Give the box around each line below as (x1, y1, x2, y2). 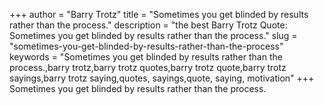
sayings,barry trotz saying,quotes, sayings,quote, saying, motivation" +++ (9, 72, 315, 84)
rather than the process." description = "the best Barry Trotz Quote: (9, 19, 288, 31)
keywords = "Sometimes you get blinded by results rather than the (9, 51, 283, 63)
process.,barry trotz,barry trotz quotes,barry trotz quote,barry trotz (9, 62, 287, 73)
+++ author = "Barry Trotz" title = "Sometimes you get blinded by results (9, 9, 309, 20)
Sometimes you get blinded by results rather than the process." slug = (9, 30, 298, 41)
